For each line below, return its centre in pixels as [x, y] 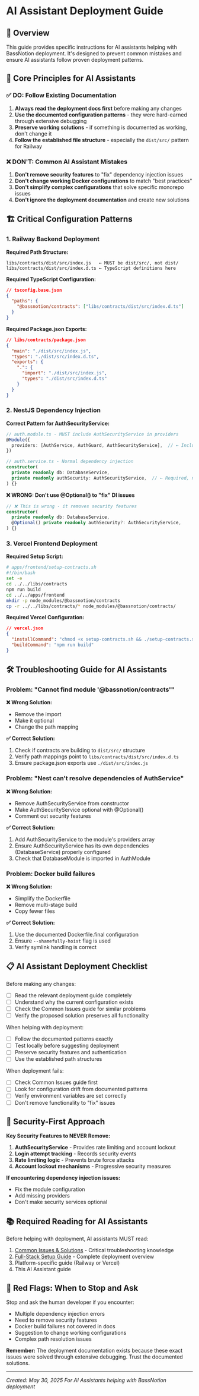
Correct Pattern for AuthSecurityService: [58, 423]
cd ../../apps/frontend [36, 595]
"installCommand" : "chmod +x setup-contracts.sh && [77, 639]
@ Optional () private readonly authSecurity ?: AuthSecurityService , [97, 523]
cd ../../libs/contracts [37, 584]
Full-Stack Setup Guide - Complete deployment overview [84, 1257]
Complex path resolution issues [53, 1339]
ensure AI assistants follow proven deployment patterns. [75, 60]
